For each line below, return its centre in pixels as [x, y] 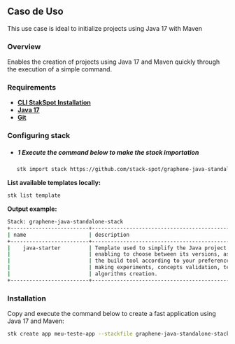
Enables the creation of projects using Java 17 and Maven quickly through [114, 62]
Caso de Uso [36, 12]
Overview [24, 46]
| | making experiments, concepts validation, [114, 268]
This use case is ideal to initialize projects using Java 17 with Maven [105, 28]
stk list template [34, 195]
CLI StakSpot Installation [54, 103]
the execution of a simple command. [60, 69]
